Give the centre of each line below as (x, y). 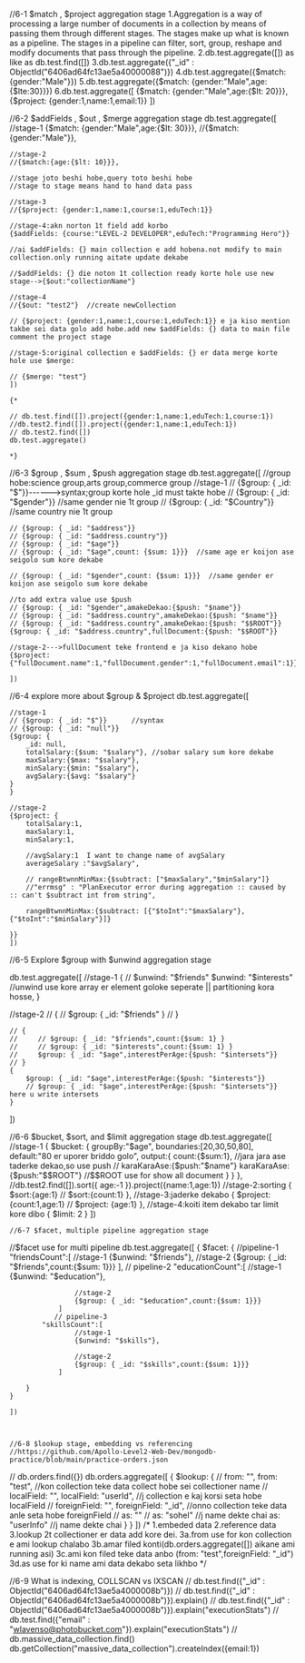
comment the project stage (60, 337)
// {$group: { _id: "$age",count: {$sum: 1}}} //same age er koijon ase (152, 552)
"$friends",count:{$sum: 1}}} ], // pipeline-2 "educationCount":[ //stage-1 (145, 1267)
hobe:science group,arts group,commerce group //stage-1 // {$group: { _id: (151, 482)
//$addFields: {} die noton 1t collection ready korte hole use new (142, 273)
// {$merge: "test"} (49, 377)
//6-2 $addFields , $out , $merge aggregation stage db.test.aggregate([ (143, 118)
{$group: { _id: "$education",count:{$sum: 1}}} (167, 1301)
